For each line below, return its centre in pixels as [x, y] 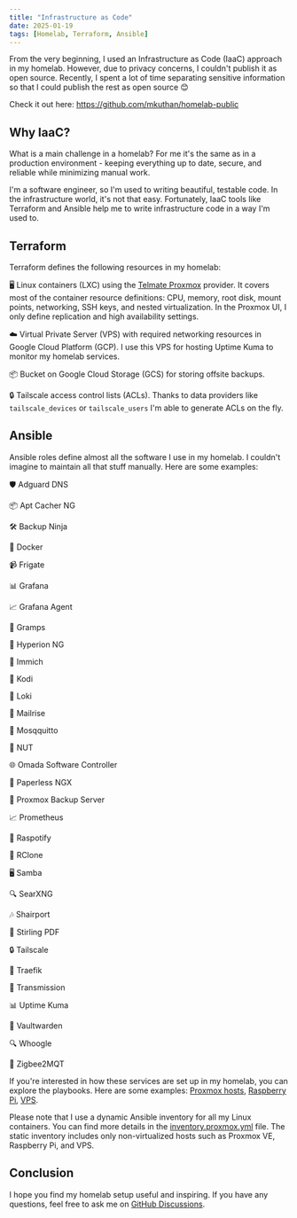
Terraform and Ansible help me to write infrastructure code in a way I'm [140, 208]
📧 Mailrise [27, 713]
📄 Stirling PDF [35, 932]
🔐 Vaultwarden [36, 1026]
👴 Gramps [27, 627]
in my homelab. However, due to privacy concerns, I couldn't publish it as [143, 68]
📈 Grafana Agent [41, 606]
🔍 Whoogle [31, 1043]
